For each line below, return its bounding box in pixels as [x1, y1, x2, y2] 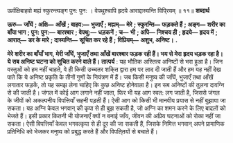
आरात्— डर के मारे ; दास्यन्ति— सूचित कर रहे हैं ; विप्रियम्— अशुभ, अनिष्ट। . [7, 36, 178, 44]
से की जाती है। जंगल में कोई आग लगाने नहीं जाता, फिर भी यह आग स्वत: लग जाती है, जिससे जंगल [7, 88, 220, 97]
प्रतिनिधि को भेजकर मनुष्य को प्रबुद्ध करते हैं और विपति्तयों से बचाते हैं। [7, 128, 158, 135]
